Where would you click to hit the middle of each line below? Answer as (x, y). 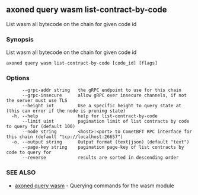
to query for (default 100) (41, 127)
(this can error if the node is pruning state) (66, 111)
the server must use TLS (37, 101)
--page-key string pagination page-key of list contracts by (103, 148)
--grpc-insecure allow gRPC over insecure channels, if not (104, 95)
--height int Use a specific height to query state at (102, 106)
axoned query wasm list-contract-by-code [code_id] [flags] (82, 63)
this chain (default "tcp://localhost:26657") (65, 137)
